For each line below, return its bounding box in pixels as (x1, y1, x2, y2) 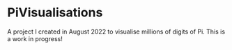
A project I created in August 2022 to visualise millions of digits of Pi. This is (7, 27, 225, 36)
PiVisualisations (7, 5, 103, 21)
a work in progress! (7, 34, 63, 42)
